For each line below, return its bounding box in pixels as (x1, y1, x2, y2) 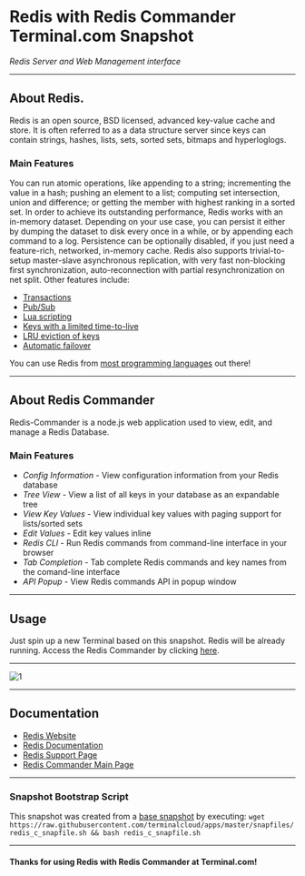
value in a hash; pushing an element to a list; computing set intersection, (9, 187, 280, 198)
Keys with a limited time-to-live (22, 321, 139, 332)
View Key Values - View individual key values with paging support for (22, 508, 282, 519)
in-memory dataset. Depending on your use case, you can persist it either (9, 216, 286, 227)
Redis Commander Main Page (22, 759, 134, 770)
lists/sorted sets (22, 519, 84, 529)
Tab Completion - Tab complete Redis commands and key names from (22, 557, 288, 568)
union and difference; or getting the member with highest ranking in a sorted (9, 197, 296, 208)
